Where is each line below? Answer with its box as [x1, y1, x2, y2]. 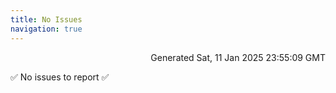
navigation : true [10, 24, 83, 34]
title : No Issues [10, 14, 83, 25]
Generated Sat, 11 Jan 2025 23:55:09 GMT [150, 51, 326, 63]
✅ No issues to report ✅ [10, 71, 110, 83]
